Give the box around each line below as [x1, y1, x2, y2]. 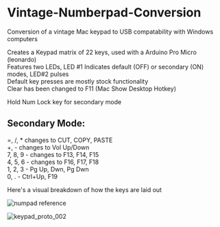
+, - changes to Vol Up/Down [7, 143, 90, 152]
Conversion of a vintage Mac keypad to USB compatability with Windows [7, 27, 214, 36]
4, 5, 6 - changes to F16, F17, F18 [7, 158, 99, 166]
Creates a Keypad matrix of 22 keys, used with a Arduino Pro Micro [7, 48, 197, 56]
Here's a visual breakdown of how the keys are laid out [7, 185, 162, 193]
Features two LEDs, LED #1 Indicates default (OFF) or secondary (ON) [7, 62, 204, 71]
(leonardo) [7, 55, 37, 63]
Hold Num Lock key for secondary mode [7, 97, 122, 106]
